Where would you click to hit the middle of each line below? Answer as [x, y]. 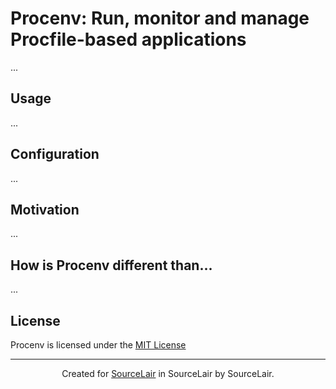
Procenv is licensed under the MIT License [98, 345]
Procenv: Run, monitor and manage [160, 18]
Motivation [45, 209]
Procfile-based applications [128, 39]
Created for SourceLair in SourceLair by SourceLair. [168, 373]
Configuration [55, 154]
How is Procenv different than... [111, 265]
